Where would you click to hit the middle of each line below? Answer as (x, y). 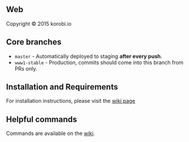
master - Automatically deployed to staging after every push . (88, 56)
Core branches (34, 42)
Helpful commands (42, 119)
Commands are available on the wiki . (50, 133)
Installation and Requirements (62, 87)
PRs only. (26, 68)
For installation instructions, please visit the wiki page (71, 101)
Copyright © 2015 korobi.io (39, 23)
